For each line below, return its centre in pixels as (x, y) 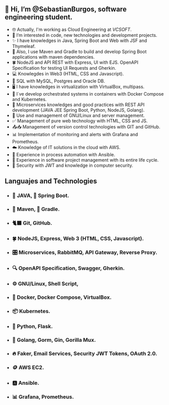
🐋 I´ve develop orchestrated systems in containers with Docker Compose (88, 94)
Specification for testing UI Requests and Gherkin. (64, 68)
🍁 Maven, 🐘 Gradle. (36, 209)
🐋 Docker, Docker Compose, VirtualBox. (62, 297)
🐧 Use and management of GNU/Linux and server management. (78, 115)
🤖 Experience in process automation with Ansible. (64, 154)
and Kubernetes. (29, 99)
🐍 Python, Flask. (33, 327)
